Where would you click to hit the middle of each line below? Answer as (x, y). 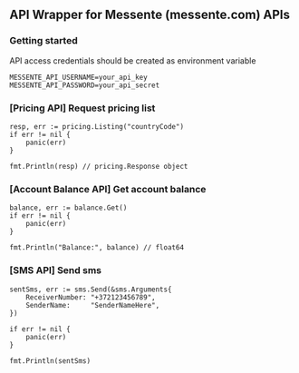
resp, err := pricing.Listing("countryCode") (96, 126)
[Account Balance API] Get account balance (108, 189)
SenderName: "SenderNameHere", (93, 305)
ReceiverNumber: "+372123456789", (91, 297)
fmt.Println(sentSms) (50, 361)
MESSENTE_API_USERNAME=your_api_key (78, 77)
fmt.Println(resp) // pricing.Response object (99, 166)
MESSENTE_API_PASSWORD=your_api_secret (85, 85)
